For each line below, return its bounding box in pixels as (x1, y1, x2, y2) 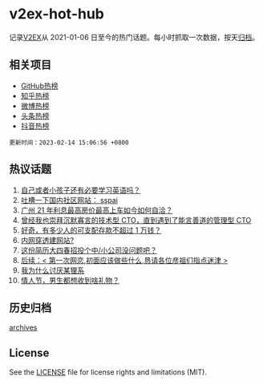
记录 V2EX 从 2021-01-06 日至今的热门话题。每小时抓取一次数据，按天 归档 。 (9, 32, 260, 42)
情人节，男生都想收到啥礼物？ (20, 275, 119, 285)
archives (9, 322, 38, 333)
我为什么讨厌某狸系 (20, 265, 85, 275)
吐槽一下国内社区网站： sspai (20, 195, 119, 205)
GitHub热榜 (20, 81, 59, 91)
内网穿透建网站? (20, 235, 75, 245)
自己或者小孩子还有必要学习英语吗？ (20, 185, 141, 195)
